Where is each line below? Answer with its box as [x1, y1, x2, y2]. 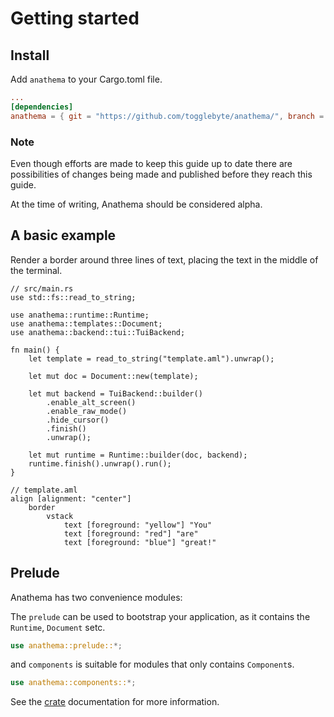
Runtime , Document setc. [10, 621, 106, 633]
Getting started [10, 7, 140, 30]
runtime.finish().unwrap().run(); [28, 458, 172, 469]
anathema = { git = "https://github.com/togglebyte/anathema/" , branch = [10, 111, 325, 121]
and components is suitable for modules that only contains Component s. [10, 658, 295, 671]
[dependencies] [10, 102, 74, 112]
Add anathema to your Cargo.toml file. [10, 73, 163, 85]
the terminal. [10, 264, 63, 276]
